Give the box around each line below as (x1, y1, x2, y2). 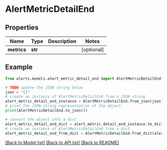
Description (48, 38, 77, 45)
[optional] (81, 46, 104, 53)
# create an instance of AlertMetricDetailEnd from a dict (5, 126, 130, 131)
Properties (5, 23, 39, 32)
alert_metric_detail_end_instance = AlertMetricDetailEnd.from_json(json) (5, 99, 164, 104)
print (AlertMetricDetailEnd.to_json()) (5, 108, 88, 113)
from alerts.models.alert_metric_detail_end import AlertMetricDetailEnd (5, 76, 162, 81)
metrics (7, 46, 26, 53)
